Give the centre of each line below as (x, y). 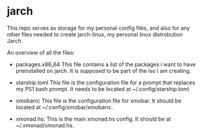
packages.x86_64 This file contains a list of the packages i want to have (106, 64)
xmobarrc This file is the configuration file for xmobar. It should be (98, 101)
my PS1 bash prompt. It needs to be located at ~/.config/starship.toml (103, 89)
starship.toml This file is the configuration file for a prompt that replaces (106, 82)
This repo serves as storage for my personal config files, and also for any (99, 28)
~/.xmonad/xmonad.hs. (45, 125)
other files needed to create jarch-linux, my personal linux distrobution (95, 34)
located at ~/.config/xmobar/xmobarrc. (64, 107)
